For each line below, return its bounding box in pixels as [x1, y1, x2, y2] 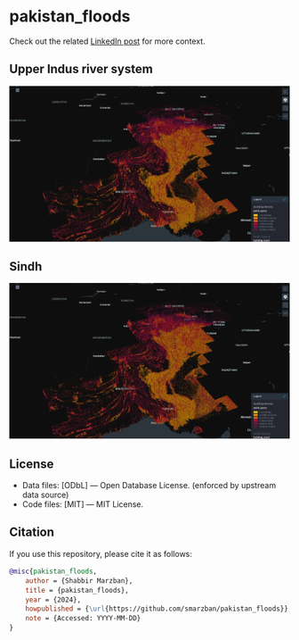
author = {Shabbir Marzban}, [25, 576, 133, 586]
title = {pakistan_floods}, [25, 586, 129, 594]
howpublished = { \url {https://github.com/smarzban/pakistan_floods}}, [25, 604, 293, 613]
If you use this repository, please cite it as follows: [9, 548, 193, 559]
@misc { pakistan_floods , [9, 567, 98, 576]
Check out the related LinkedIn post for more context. [9, 36, 206, 46]
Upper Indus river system [9, 62, 153, 77]
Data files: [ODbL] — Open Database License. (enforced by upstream [21, 480, 277, 491]
